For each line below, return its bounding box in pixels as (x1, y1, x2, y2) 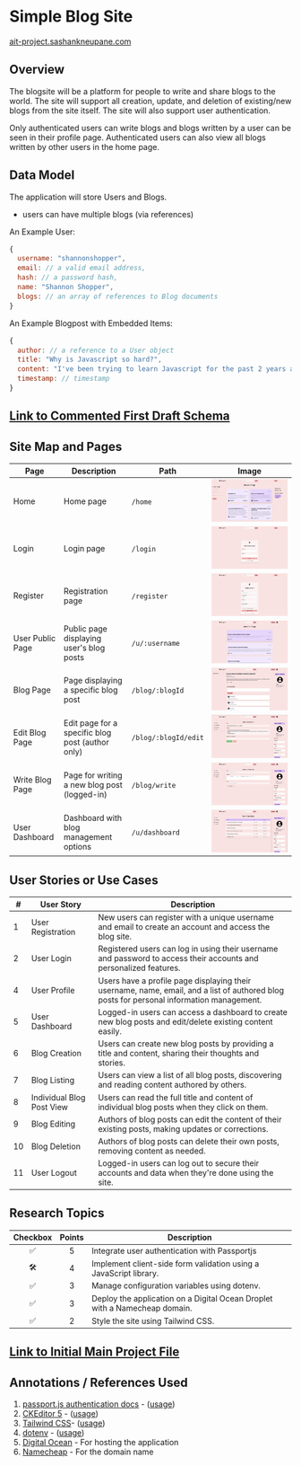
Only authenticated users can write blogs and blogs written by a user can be (9, 122, 291, 133)
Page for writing (64, 770, 123, 781)
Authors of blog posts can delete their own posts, (98, 1136, 279, 1147)
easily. (98, 1026, 123, 1037)
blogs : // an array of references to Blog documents (17, 292, 219, 301)
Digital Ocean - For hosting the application (21, 1437, 179, 1448)
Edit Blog (13, 727, 47, 737)
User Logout (30, 1168, 78, 1179)
